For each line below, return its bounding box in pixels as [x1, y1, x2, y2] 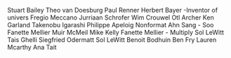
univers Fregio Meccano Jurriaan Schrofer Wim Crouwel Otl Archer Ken [7, 13, 214, 22]
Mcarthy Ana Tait [7, 43, 58, 51]
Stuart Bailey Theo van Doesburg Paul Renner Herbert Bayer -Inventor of [7, 6, 218, 14]
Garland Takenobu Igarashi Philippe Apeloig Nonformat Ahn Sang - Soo [7, 21, 214, 29]
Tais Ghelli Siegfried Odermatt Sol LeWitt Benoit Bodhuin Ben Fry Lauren [7, 36, 217, 44]
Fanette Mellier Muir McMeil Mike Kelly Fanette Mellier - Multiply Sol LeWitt [7, 28, 225, 36]
